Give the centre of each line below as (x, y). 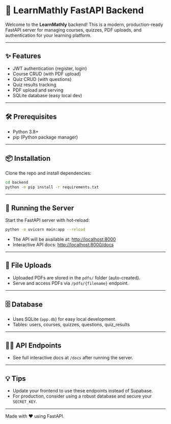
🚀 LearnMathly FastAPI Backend (75, 10)
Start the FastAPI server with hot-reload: (48, 220)
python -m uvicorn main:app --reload (45, 229)
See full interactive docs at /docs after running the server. (73, 358)
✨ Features (23, 56)
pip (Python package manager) (45, 137)
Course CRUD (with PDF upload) (47, 74)
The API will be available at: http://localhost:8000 (64, 239)
